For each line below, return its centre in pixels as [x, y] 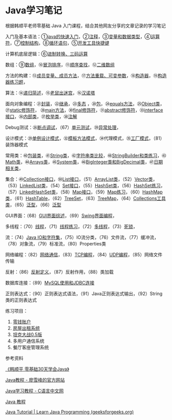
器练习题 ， [17, 82]
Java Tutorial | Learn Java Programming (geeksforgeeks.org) [70, 412]
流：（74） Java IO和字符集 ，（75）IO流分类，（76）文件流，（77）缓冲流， [82, 237]
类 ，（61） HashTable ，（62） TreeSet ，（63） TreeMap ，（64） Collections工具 [86, 198]
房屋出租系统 [26, 328]
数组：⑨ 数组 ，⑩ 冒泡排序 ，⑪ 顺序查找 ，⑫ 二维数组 [60, 64]
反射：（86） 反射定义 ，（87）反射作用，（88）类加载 [60, 272]
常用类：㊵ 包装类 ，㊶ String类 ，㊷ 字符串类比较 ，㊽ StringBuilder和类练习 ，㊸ [86, 155]
